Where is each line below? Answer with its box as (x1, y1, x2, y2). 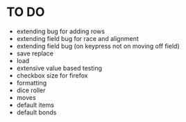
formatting (16, 78, 46, 87)
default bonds (16, 108, 57, 116)
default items (16, 101, 55, 109)
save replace (16, 49, 53, 58)
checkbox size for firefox (16, 71, 88, 80)
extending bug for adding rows (16, 27, 105, 35)
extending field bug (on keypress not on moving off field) (16, 42, 180, 50)
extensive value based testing (16, 64, 102, 72)
